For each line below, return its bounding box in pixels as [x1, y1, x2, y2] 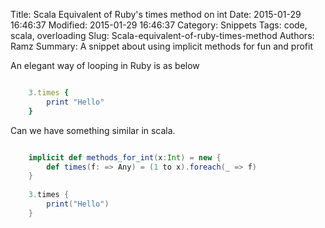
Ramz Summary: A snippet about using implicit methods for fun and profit [10, 40, 313, 52]
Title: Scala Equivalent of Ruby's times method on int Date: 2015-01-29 [10, 9, 302, 20]
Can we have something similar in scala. [10, 124, 176, 136]
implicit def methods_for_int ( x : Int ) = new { [28, 152, 222, 163]
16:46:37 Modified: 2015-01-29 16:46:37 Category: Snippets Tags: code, [10, 19, 308, 31]
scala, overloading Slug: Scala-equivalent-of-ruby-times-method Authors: [10, 30, 315, 41]
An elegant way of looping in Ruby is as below [10, 60, 200, 71]
